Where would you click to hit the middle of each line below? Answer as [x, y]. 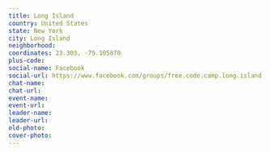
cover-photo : [30, 135]
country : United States [49, 23]
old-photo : [27, 128]
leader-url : [28, 121]
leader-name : [30, 113]
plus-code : [27, 61]
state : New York [36, 31]
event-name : [28, 98]
